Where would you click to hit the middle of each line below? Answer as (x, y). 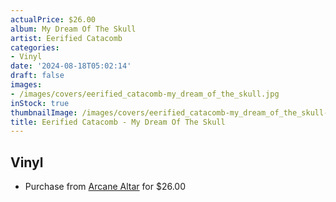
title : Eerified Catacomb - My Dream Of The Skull (118, 122)
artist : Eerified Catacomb (66, 38)
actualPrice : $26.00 (53, 19)
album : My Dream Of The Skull (73, 29)
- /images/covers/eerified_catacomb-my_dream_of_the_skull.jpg (145, 94)
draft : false (37, 76)
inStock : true (40, 103)
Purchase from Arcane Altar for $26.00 (105, 187)
